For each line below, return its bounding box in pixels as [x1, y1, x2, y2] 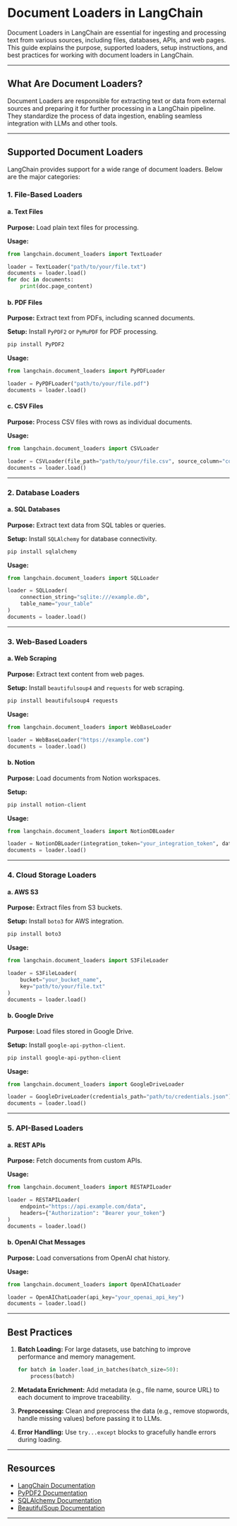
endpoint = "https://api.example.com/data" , [20, 1203, 147, 1210]
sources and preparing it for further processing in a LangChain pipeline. [7, 104, 216, 112]
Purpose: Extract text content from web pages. [7, 670, 145, 678]
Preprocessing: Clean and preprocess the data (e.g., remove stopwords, [17, 1406, 229, 1415]
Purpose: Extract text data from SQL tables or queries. [7, 521, 166, 529]
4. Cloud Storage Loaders [7, 870, 97, 880]
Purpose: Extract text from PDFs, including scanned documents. [7, 314, 195, 322]
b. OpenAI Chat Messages [7, 1238, 86, 1247]
